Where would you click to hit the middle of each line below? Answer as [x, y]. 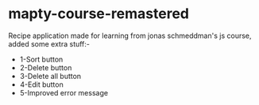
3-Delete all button [50, 76]
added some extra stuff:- [49, 43]
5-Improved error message [64, 92]
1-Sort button [41, 59]
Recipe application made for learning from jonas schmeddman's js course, [130, 36]
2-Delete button [46, 67]
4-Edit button [41, 84]
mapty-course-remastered [99, 14]
